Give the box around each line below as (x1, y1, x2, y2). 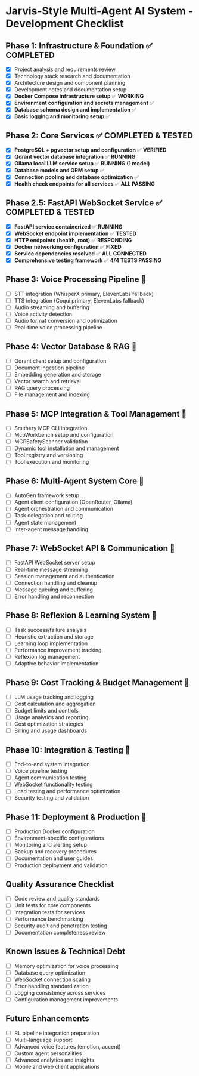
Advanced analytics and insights (14, 1056, 95, 1063)
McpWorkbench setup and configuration (14, 431, 114, 439)
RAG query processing (14, 384, 70, 391)
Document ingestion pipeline (14, 364, 85, 371)
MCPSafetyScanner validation (14, 438, 88, 445)
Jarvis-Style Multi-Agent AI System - (5, 4, 194, 18)
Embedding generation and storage (14, 371, 102, 378)
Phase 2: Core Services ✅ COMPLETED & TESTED (5, 130, 193, 141)
